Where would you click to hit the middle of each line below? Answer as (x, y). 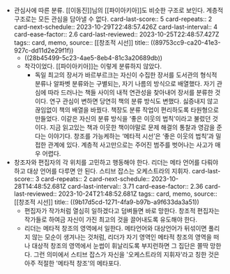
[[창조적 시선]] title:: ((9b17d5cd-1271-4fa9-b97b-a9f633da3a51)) (107, 202)
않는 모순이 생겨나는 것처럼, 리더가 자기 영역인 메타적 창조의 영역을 (122, 237)
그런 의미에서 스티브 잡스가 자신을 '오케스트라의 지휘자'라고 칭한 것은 (127, 254)
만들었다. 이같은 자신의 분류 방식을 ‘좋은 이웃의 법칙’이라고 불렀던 (123, 118)
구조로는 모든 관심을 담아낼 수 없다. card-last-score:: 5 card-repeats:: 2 (113, 19)
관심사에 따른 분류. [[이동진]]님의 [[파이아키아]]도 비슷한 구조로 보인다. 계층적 (118, 10)
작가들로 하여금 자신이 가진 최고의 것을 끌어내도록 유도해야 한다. (110, 219)
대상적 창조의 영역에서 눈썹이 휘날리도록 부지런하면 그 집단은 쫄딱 (120, 246)
